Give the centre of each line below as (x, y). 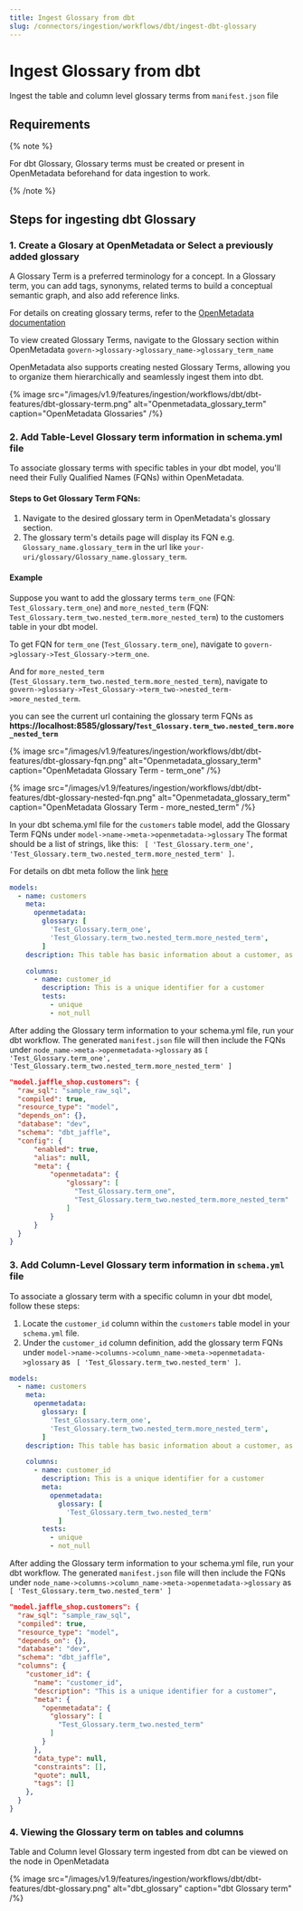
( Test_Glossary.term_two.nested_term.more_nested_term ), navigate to (139, 680)
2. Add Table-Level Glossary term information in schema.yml (146, 437)
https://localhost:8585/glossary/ (73, 726)
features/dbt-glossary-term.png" (71, 404)
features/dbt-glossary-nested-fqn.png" (83, 797)
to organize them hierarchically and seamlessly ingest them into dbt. (137, 376)
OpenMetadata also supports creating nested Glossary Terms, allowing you (150, 366)
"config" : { (40, 1141)
